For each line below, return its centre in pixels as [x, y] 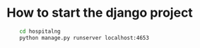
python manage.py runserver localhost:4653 [84, 38]
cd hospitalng [40, 31]
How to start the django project [100, 13]
